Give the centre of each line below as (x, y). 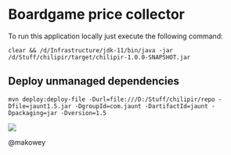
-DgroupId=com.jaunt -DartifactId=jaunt (142, 106)
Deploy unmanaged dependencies (94, 81)
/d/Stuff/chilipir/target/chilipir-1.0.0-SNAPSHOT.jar (99, 57)
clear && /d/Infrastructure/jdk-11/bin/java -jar (91, 50)
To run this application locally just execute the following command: (115, 36)
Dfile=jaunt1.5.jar (40, 106)
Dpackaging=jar (33, 113)
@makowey (27, 142)
